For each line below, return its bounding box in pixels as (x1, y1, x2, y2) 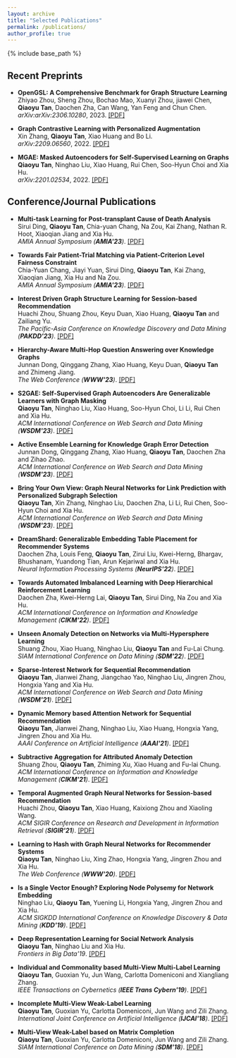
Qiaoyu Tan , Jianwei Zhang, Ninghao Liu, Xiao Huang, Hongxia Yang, (17, 723, 219, 733)
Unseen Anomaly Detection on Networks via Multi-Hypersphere (17, 629, 209, 637)
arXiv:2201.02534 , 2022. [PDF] (17, 175, 109, 184)
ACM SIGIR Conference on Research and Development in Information (17, 819, 219, 827)
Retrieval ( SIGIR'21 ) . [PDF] (17, 826, 95, 835)
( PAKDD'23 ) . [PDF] (17, 332, 74, 340)
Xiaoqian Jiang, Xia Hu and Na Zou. (17, 273, 121, 282)
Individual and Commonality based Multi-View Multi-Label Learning (17, 963, 221, 971)
